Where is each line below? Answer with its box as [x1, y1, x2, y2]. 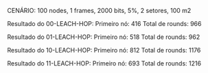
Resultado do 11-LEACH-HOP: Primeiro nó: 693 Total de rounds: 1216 [7, 59, 201, 68]
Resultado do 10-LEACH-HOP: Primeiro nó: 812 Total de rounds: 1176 [7, 46, 201, 54]
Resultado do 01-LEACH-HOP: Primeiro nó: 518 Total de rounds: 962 [7, 33, 200, 41]
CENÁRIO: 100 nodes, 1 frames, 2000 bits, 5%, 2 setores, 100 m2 [7, 7, 192, 14]
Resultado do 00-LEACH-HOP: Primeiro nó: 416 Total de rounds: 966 [7, 20, 202, 27]
